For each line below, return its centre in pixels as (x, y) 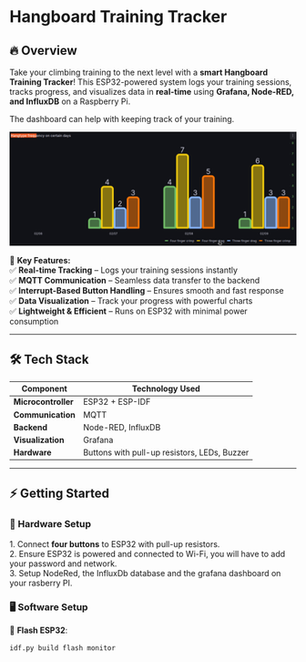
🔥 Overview (43, 51)
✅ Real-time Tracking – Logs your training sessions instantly (124, 270)
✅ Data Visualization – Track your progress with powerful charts (131, 300)
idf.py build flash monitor (63, 648)
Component (45, 388)
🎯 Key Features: (40, 260)
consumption (34, 321)
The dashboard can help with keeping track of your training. (122, 119)
